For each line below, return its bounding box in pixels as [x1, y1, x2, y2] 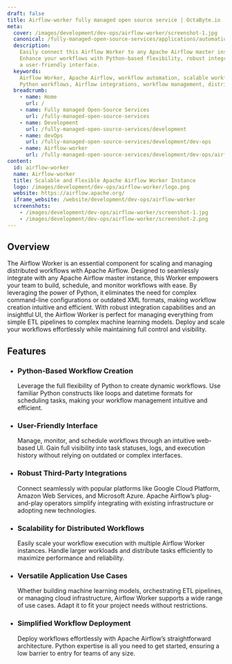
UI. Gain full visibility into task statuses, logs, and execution [37, 444, 206, 452]
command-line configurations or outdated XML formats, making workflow [7, 296, 217, 304]
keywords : [13, 68, 41, 75]
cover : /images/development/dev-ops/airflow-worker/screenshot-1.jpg [13, 29, 217, 37]
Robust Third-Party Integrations [17, 469, 128, 478]
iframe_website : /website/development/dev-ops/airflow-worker [13, 196, 196, 204]
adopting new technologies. [17, 506, 97, 514]
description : [13, 42, 51, 49]
